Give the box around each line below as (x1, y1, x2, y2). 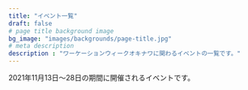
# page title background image (8, 27, 114, 35)
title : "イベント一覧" (8, 11, 78, 20)
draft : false (8, 19, 53, 28)
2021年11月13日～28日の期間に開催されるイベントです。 (8, 73, 195, 82)
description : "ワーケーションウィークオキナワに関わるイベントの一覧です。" (8, 49, 241, 58)
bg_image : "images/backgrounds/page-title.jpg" (8, 34, 173, 43)
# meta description (8, 42, 75, 50)
